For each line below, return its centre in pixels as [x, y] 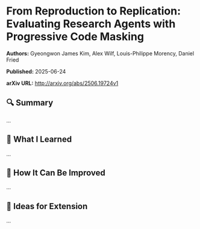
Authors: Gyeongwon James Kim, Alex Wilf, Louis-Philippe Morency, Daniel [100, 53]
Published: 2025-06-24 [36, 71]
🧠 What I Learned [39, 140]
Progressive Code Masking [75, 37]
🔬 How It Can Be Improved [56, 173]
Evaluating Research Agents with [91, 24]
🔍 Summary [30, 103]
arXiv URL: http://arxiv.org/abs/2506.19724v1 [62, 83]
